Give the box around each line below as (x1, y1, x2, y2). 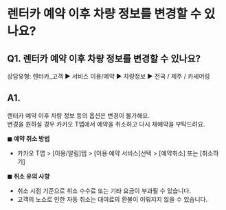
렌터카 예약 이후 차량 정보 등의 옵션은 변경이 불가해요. (7, 111, 150, 120)
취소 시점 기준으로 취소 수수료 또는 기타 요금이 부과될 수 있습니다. (16, 186, 191, 195)
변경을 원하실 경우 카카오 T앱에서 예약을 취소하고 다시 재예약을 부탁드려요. (7, 120, 205, 128)
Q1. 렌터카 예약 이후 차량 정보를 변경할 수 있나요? (7, 53, 201, 64)
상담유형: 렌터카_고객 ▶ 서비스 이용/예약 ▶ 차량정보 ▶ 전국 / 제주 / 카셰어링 (7, 73, 210, 80)
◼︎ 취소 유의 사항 (7, 172, 50, 180)
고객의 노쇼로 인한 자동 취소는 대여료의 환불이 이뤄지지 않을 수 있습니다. (16, 195, 208, 203)
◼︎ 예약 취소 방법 (7, 134, 50, 142)
